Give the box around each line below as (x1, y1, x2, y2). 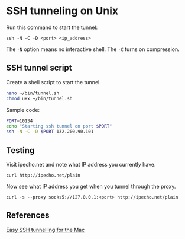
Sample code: (6, 106, 40, 113)
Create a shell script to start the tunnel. (6, 78, 102, 85)
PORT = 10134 (6, 117, 33, 124)
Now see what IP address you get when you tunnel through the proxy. (6, 183, 176, 190)
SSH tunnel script (6, 63, 72, 73)
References (6, 211, 50, 221)
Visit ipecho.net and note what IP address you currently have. (6, 161, 156, 168)
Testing (6, 145, 35, 155)
